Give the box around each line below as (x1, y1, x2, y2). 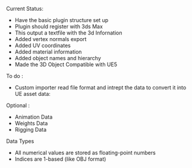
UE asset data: (14, 91, 51, 97)
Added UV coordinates (14, 42, 71, 49)
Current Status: (6, 5, 43, 12)
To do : (6, 73, 24, 79)
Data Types (6, 138, 34, 145)
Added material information (14, 48, 82, 55)
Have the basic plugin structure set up (14, 17, 109, 23)
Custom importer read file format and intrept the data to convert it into (14, 84, 187, 91)
